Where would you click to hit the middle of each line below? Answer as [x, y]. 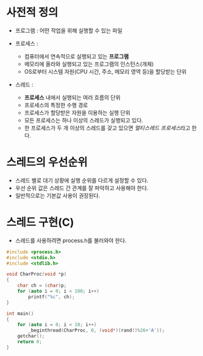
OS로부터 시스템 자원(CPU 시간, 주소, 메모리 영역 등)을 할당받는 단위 [105, 71]
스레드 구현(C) [40, 222]
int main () [20, 313]
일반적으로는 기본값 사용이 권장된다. [58, 195]
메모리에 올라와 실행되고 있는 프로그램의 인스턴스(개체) [89, 64]
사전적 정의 [32, 12]
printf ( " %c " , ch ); [52, 297]
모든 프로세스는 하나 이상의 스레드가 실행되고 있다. [84, 120]
